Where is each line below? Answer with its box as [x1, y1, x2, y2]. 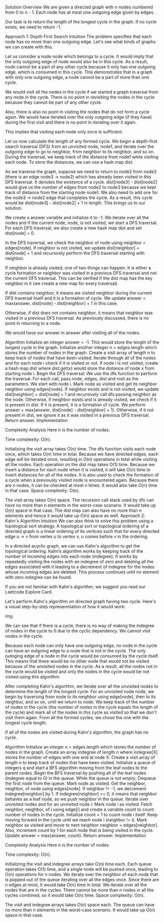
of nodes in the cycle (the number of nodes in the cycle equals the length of [5, 704, 158, 710]
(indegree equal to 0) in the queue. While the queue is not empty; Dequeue [5, 775, 157, 781]
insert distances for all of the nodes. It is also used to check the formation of [5, 472, 159, 477]
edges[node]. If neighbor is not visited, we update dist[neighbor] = [5, 245, 140, 250]
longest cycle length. [5, 720, 47, 725]
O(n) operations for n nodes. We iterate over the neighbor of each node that [5, 872, 158, 877]
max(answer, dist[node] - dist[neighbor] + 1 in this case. [5, 300, 118, 306]
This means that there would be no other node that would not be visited [5, 658, 149, 664]
